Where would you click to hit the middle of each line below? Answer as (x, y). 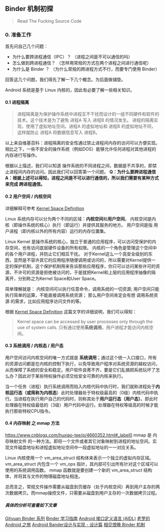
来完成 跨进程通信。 (25, 184)
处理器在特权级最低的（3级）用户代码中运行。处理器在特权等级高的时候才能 (82, 405)
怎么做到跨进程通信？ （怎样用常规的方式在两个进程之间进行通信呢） (82, 63)
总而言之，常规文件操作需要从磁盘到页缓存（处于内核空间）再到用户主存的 (80, 487)
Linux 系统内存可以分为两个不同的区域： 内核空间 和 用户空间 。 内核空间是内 (81, 219)
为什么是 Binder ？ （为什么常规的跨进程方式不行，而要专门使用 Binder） (86, 69)
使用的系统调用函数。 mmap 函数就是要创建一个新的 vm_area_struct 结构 (79, 470)
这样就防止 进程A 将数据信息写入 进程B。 (58, 132)
